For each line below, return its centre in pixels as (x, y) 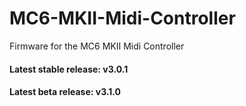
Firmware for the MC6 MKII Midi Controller (97, 46)
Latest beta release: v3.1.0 (65, 92)
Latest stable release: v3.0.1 (69, 69)
